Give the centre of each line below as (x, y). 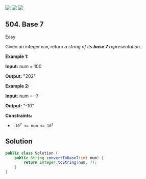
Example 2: (17, 86)
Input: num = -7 (22, 96)
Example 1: (17, 56)
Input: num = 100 (23, 66)
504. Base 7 (25, 25)
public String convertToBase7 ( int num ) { (59, 158)
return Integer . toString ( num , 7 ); (60, 163)
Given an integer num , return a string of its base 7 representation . (73, 46)
